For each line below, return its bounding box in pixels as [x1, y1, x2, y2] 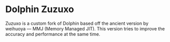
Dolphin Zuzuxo [5, 4, 74, 15]
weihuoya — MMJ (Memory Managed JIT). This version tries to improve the [5, 25, 165, 31]
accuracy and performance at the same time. [5, 31, 101, 37]
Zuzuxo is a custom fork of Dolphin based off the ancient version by [5, 20, 148, 26]
